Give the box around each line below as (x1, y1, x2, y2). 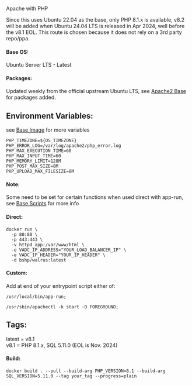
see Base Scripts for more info (6, 200, 79, 207)
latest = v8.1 (6, 335, 35, 342)
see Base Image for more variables (6, 126, 90, 133)
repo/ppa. (6, 35, 30, 42)
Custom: (6, 269, 27, 277)
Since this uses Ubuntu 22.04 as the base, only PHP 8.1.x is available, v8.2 (6, 16, 185, 23)
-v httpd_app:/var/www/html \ (11, 242, 85, 247)
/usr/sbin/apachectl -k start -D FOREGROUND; (6, 304, 118, 310)
